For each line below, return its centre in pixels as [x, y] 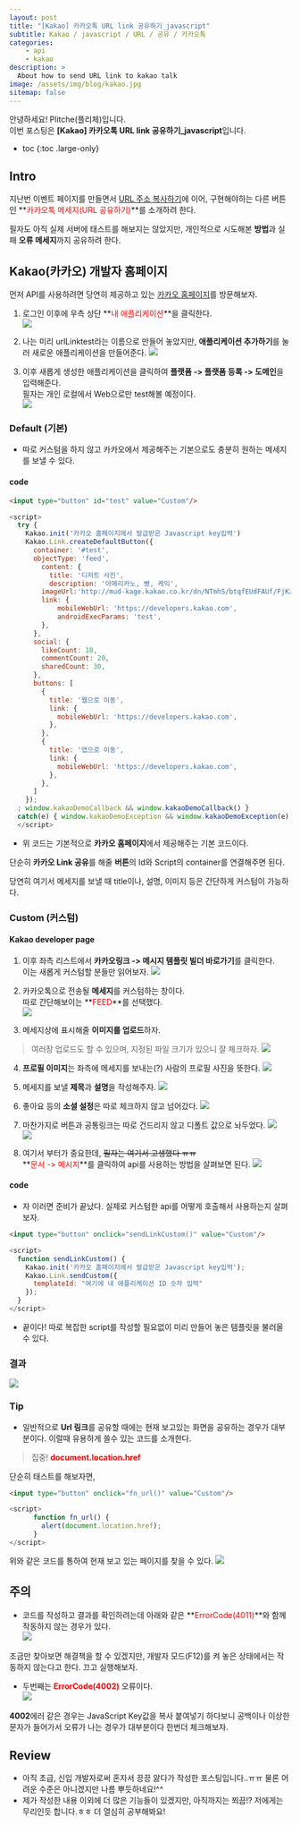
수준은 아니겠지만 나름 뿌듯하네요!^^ [101, 1789]
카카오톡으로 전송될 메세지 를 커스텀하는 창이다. [104, 991]
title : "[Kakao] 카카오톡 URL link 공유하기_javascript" [110, 26]
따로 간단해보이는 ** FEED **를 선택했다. [92, 1002]
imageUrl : [59, 592]
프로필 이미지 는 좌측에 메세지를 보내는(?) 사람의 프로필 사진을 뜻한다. [141, 1068]
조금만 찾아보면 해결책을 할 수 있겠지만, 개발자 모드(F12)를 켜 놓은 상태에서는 [142, 1656]
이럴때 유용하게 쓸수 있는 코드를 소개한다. [120, 1438]
